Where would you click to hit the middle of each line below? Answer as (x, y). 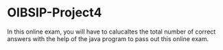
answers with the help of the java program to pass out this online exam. (108, 38)
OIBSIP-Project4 (55, 13)
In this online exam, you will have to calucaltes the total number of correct (111, 32)
